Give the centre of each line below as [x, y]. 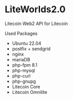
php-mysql [23, 70]
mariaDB [21, 59]
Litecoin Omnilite [30, 92]
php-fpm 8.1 [25, 65]
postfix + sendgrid [31, 48]
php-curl [21, 76]
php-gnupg [24, 81]
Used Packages [21, 33]
